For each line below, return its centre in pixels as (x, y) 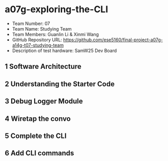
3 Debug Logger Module (44, 101)
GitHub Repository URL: (37, 40)
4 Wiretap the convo (38, 118)
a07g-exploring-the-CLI (57, 9)
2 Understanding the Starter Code (60, 84)
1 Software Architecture (43, 66)
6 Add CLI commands (39, 153)
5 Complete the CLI (36, 136)
